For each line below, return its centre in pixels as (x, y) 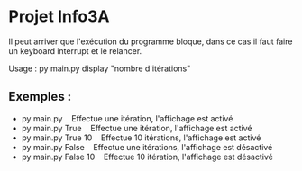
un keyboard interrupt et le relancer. (75, 50)
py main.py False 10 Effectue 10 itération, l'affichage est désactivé (147, 157)
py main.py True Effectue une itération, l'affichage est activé (137, 128)
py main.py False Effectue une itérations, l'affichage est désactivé (147, 147)
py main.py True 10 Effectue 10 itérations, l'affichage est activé (141, 138)
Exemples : (40, 97)
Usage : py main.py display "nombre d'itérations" (100, 68)
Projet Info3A (59, 17)
